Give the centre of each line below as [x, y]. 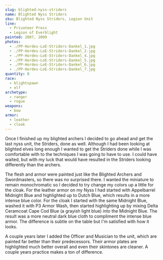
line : [11, 23]
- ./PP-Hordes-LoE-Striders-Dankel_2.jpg [53, 51]
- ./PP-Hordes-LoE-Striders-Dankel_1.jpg [53, 46]
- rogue [17, 102]
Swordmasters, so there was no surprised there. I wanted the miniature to [80, 179]
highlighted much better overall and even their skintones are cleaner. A [77, 247]
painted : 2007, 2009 [26, 37]
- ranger [18, 97]
